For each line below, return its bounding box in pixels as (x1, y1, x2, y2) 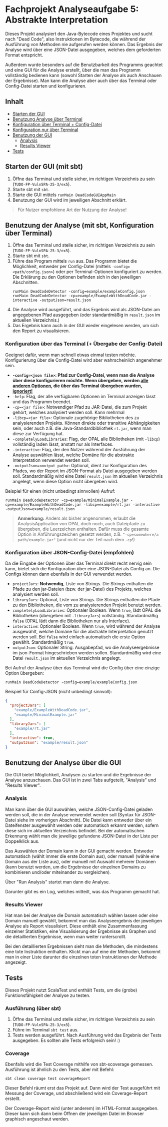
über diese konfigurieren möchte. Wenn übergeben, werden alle (12, 377, 148, 383)
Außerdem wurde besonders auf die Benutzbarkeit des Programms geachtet (5, 62, 163, 68)
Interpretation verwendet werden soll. (12, 457, 90, 463)
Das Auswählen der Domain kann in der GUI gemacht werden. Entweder (5, 848, 154, 854)
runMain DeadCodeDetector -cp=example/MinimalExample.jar (5, 498, 128, 503)
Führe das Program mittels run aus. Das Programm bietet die (12, 258, 137, 264)
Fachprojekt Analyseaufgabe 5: (5, 4, 139, 15)
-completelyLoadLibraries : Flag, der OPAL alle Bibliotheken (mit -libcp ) (12, 436, 160, 442)
